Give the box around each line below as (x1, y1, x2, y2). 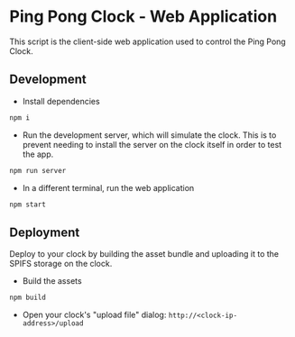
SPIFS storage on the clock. (9, 259, 113, 269)
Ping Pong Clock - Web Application (9, 6, 278, 27)
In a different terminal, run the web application (22, 182, 195, 193)
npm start (9, 200, 47, 209)
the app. (22, 149, 54, 159)
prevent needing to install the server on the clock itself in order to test (22, 139, 282, 150)
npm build (9, 293, 47, 303)
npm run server (9, 166, 67, 175)
